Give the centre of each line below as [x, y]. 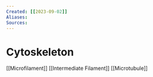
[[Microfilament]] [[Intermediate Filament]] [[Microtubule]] [77, 68]
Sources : [17, 23]
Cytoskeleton [40, 52]
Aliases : [17, 17]
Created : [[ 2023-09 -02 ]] [37, 12]
